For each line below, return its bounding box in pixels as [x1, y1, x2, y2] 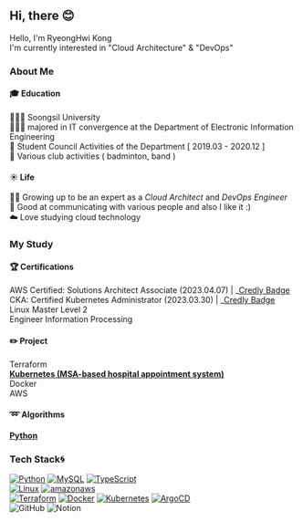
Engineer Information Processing [9, 314, 133, 325]
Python [9, 430, 38, 441]
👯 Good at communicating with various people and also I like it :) [9, 202, 251, 213]
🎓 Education [9, 88, 61, 99]
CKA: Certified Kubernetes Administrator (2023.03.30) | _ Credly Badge [9, 295, 276, 306]
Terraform [9, 359, 47, 370]
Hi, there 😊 [9, 8, 75, 24]
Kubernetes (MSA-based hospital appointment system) [9, 369, 225, 380]
